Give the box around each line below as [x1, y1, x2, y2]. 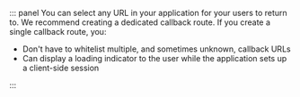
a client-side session [22, 62, 100, 73]
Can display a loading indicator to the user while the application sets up [22, 53, 287, 63]
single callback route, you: [9, 27, 107, 36]
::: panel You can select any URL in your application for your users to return [9, 8, 287, 18]
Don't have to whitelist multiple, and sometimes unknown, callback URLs [22, 44, 291, 54]
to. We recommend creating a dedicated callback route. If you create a [9, 17, 271, 28]
